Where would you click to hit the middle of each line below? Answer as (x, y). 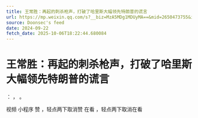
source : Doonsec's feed (35, 22)
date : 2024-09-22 (27, 28)
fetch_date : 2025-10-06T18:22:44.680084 (57, 34)
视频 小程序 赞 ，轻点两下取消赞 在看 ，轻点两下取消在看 (74, 109)
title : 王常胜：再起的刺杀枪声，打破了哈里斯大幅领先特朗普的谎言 (77, 12)
